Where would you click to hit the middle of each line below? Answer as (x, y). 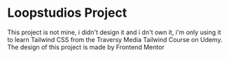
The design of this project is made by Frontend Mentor (86, 47)
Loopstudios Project (67, 13)
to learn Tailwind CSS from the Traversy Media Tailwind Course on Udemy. (115, 39)
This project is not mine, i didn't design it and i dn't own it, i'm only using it (114, 32)
